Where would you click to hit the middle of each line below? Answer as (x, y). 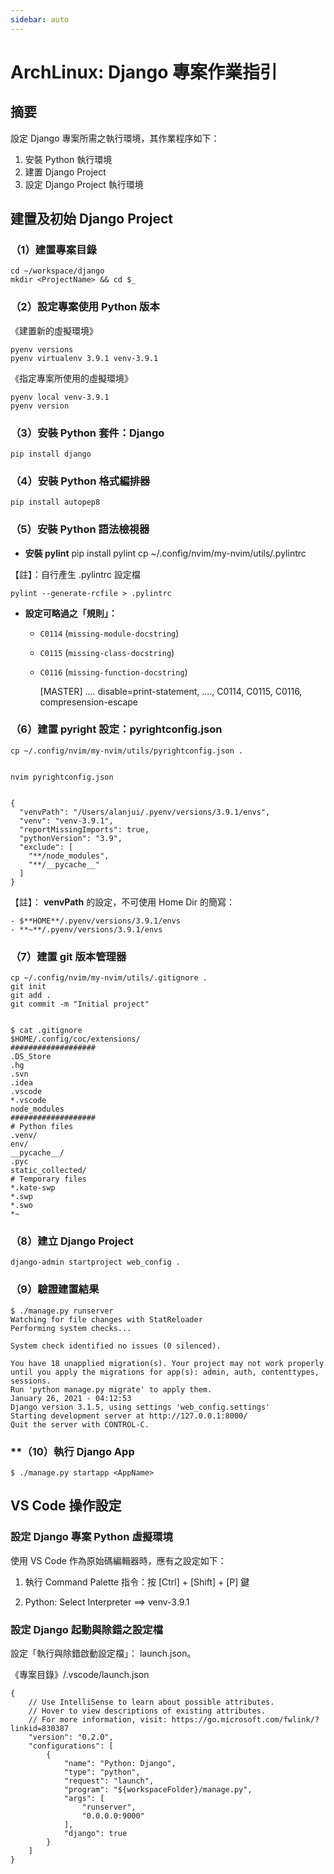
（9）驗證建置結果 (55, 1289)
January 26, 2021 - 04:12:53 (71, 1398)
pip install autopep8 (55, 502)
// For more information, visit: (98, 1719)
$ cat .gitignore (46, 1031)
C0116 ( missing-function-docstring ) (113, 672)
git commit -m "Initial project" (80, 1004)
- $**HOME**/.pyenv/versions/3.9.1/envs (96, 921)
